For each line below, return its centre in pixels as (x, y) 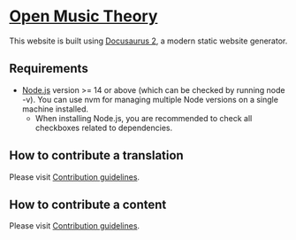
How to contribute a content (88, 204)
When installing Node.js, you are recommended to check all (144, 118)
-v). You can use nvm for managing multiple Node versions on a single (150, 99)
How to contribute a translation (96, 155)
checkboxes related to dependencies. (104, 128)
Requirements (49, 69)
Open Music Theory (83, 16)
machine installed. (55, 109)
